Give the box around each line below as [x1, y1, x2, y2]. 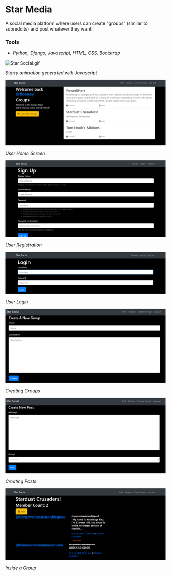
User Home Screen [5, 150, 45, 156]
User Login [5, 299, 28, 305]
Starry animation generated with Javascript [5, 70, 97, 76]
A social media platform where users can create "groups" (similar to [5, 20, 148, 26]
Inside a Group [5, 565, 37, 571]
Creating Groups [5, 388, 40, 394]
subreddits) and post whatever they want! [5, 25, 93, 32]
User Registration [5, 242, 42, 248]
